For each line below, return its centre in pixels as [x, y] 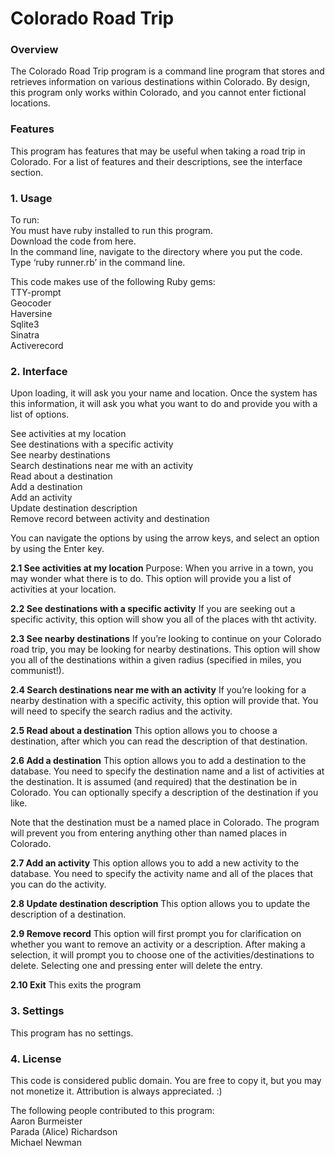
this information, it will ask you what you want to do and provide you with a [164, 404]
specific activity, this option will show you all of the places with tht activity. [163, 619]
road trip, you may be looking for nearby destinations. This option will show [165, 649]
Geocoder [31, 303]
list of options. [40, 414]
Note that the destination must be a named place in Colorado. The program [165, 823]
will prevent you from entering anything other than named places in [148, 833]
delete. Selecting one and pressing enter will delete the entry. [136, 966]
